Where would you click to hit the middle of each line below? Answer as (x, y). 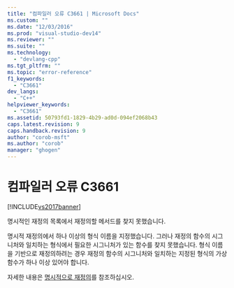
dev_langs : (23, 92)
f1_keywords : (26, 79)
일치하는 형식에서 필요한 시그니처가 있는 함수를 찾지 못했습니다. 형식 (118, 245)
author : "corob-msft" (39, 137)
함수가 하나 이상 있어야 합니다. (48, 262)
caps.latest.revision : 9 (43, 124)
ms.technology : (29, 53)
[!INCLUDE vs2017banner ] (44, 206)
